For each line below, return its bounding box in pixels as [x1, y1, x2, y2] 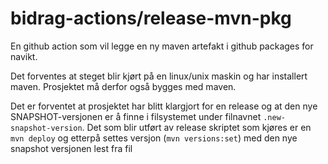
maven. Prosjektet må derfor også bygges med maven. [10, 80, 237, 92]
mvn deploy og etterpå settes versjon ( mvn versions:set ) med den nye [10, 132, 298, 144]
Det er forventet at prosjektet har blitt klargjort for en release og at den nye [10, 100, 318, 112]
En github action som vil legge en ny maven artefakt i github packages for [10, 40, 314, 52]
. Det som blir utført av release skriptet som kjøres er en [81, 121, 312, 133]
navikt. [10, 50, 38, 62]
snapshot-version [10, 123, 83, 133]
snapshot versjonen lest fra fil [10, 142, 133, 154]
